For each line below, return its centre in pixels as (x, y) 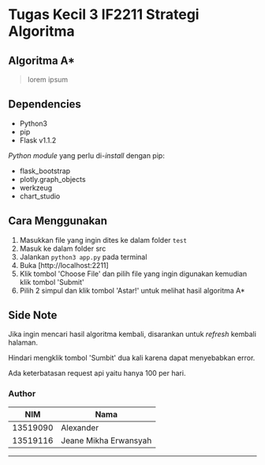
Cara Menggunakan (58, 221)
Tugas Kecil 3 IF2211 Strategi (104, 15)
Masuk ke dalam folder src (63, 248)
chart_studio (40, 196)
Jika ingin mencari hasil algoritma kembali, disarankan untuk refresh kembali (132, 335)
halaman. (23, 342)
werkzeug (36, 187)
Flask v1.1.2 (38, 140)
